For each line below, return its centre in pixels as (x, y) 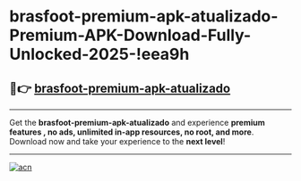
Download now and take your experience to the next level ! (117, 141)
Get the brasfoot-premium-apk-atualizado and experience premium (138, 123)
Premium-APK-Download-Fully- (130, 35)
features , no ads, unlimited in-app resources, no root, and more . (132, 132)
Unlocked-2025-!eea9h (99, 54)
